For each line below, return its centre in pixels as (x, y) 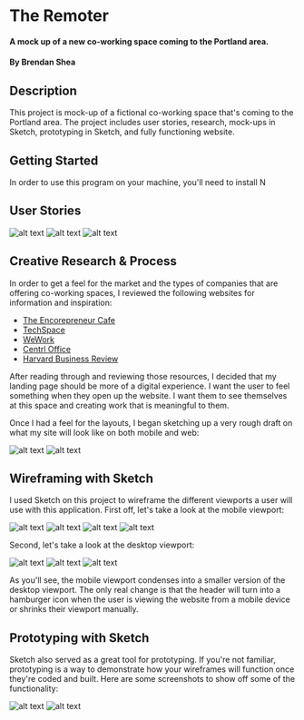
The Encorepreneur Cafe (69, 320)
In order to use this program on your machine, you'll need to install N (137, 182)
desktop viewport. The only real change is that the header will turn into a (145, 590)
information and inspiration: (61, 302)
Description (43, 90)
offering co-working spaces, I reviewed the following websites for (132, 292)
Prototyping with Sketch (79, 638)
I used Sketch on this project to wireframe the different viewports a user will (151, 500)
